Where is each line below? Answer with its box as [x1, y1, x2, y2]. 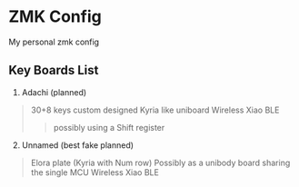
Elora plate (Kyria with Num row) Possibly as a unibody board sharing [30, 157, 291, 168]
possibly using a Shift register [53, 122, 165, 133]
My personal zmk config [8, 36, 100, 47]
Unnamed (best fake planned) [21, 139, 134, 151]
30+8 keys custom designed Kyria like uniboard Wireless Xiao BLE [30, 104, 280, 115]
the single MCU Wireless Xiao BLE [30, 166, 160, 178]
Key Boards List [8, 63, 99, 78]
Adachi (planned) [21, 86, 87, 97]
